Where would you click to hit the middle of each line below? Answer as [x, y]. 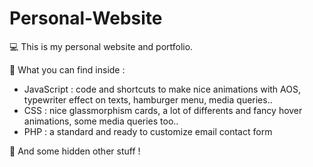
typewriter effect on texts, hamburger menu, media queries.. [148, 99]
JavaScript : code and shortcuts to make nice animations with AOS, [162, 89]
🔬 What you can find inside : [67, 69]
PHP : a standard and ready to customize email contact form [148, 131]
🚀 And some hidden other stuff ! [75, 151]
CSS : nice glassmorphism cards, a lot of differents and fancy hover [163, 110]
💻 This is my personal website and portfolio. [101, 46]
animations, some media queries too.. [101, 121]
